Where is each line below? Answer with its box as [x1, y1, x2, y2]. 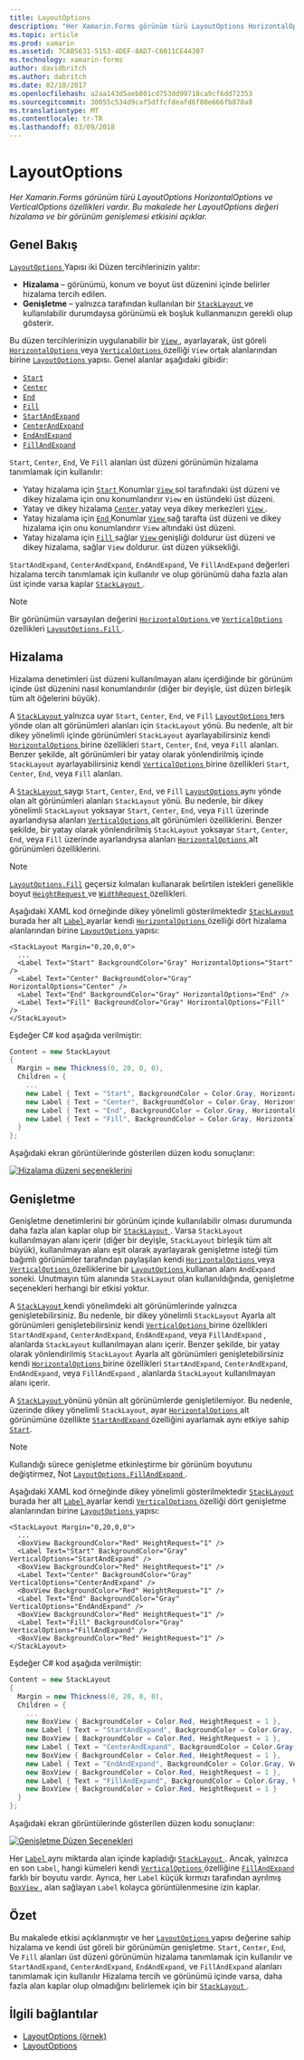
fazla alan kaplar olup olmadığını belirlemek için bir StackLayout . [9, 1980, 250, 1991]
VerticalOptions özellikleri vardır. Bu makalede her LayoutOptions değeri [9, 201, 279, 212]
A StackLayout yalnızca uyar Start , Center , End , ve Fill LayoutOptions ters [9, 710, 285, 721]
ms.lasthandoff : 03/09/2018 [9, 123, 116, 132]
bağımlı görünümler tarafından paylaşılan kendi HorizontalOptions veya [9, 1254, 276, 1265]
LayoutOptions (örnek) [22, 2030, 107, 2041]
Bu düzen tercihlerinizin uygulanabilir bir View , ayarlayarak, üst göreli [9, 334, 267, 345]
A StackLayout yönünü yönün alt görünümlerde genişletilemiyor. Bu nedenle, [9, 1395, 292, 1405]
